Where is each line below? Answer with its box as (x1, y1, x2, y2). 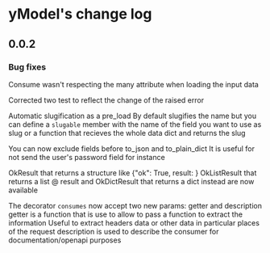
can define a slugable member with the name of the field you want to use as (8, 119, 262, 129)
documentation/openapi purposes (8, 235, 122, 245)
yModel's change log (8, 5, 152, 23)
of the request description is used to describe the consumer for (8, 226, 219, 236)
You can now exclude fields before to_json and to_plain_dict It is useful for (8, 143, 255, 154)
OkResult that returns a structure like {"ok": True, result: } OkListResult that (8, 167, 257, 178)
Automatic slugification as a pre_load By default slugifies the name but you (8, 111, 256, 120)
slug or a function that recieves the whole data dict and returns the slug (8, 128, 246, 137)
